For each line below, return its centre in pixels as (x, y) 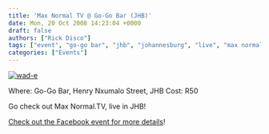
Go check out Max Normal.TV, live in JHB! (77, 106)
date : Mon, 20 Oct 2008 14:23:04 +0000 (75, 23)
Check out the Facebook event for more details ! (87, 122)
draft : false (30, 30)
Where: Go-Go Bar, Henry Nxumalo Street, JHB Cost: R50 (103, 91)
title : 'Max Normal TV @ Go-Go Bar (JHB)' (80, 16)
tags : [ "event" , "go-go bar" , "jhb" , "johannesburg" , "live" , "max (123, 45)
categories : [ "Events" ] (48, 53)
